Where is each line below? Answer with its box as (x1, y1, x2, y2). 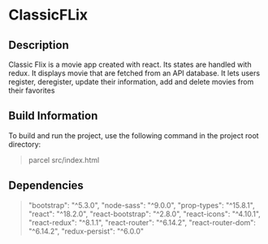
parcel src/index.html (28, 155, 100, 164)
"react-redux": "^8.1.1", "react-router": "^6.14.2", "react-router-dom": (28, 217, 256, 227)
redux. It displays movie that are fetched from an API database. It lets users (8, 68, 261, 78)
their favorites (8, 85, 55, 95)
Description (8, 38, 69, 52)
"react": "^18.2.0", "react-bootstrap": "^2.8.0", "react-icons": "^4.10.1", (28, 209, 262, 219)
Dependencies (8, 179, 84, 193)
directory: (8, 139, 41, 149)
